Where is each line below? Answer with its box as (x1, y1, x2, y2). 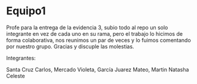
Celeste (6, 72, 25, 79)
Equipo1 (6, 4, 46, 18)
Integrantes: (6, 54, 36, 61)
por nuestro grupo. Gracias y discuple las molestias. (6, 43, 134, 50)
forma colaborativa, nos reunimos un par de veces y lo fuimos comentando (6, 36, 191, 43)
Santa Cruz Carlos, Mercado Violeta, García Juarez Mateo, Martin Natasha (6, 66, 189, 73)
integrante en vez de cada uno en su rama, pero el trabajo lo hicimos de (6, 30, 183, 37)
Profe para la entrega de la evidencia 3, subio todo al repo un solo (6, 24, 168, 31)
